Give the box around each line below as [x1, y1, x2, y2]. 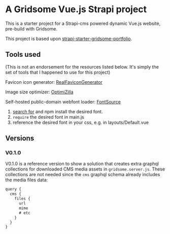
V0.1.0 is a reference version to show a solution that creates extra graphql [5, 161, 159, 167]
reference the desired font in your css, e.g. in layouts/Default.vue [12, 119, 149, 125]
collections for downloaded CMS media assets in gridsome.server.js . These [5, 166, 165, 172]
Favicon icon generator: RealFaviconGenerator [5, 79, 103, 85]
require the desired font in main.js [12, 114, 85, 120]
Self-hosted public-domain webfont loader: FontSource [5, 98, 121, 105]
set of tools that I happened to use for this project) [5, 69, 111, 75]
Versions [5, 134, 35, 143]
